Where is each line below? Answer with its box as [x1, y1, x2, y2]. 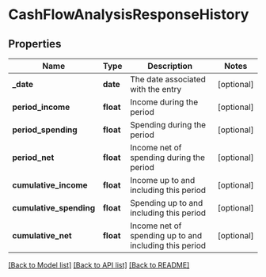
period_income [12, 101, 70, 112]
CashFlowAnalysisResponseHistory [8, 6, 249, 24]
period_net [12, 152, 55, 163]
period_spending [12, 124, 78, 135]
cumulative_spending [12, 203, 96, 213]
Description [147, 61, 192, 71]
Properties [8, 37, 62, 51]
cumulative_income [12, 180, 89, 191]
